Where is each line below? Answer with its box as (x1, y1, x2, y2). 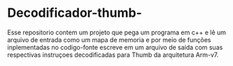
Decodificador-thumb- (7, 5, 142, 21)
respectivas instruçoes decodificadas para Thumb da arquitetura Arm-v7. (7, 51, 219, 59)
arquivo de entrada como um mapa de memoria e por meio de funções (7, 35, 211, 44)
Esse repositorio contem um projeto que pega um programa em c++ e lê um (7, 28, 226, 37)
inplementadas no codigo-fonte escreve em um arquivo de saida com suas (7, 43, 223, 51)
